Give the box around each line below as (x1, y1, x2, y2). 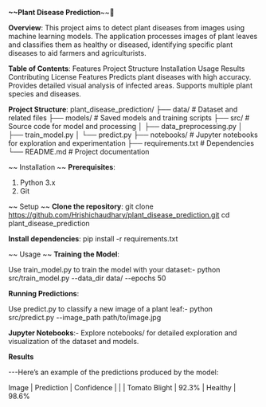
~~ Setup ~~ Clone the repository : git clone (8, 202, 154, 211)
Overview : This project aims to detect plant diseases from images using (8, 23, 245, 32)
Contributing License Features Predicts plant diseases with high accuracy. (8, 72, 252, 81)
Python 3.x (19, 178, 56, 187)
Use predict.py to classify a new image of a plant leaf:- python (8, 304, 213, 314)
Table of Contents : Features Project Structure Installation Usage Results (8, 64, 245, 73)
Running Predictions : (8, 289, 80, 298)
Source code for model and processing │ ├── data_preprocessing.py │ (8, 122, 243, 131)
